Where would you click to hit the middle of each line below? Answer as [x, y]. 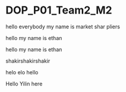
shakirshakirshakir [28, 61]
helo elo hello [22, 72]
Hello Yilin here [24, 84]
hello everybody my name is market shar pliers [63, 27]
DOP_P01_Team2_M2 [59, 10]
